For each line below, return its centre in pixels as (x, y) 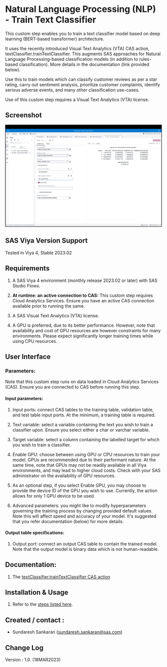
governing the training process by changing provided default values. (82, 511)
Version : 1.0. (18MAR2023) (33, 660)
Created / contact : (35, 620)
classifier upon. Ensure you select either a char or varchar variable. (81, 430)
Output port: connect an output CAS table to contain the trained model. (85, 543)
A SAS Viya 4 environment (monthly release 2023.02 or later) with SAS (85, 280)
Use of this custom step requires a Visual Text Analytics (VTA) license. (77, 99)
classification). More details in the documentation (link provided (84, 64)
